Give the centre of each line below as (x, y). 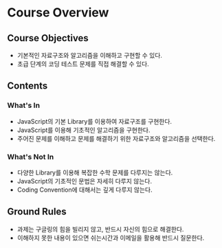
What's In (23, 106)
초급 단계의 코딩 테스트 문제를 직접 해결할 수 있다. (83, 64)
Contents (27, 86)
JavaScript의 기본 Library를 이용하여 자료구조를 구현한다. (95, 121)
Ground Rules (37, 212)
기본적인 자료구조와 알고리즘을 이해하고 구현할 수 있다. (90, 55)
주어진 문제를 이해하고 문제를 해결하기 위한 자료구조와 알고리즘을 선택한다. (116, 138)
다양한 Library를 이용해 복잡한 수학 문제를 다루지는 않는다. (95, 172)
